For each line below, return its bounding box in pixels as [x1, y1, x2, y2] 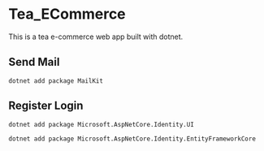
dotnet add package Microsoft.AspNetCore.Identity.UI [8, 120, 195, 128]
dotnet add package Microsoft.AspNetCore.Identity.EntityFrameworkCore [8, 135, 256, 143]
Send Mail [8, 55, 60, 69]
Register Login [8, 99, 84, 113]
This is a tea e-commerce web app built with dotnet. [8, 32, 184, 41]
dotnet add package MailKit [8, 76, 104, 85]
